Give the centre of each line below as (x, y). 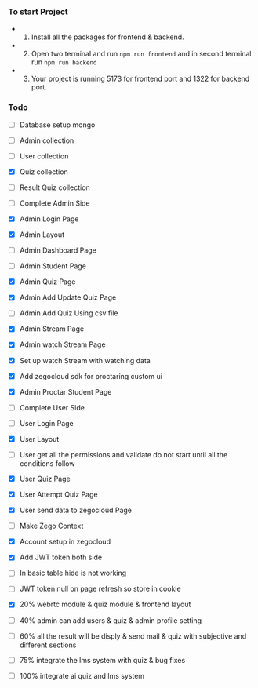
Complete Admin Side (55, 203)
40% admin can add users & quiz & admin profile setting (111, 620)
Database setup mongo (57, 125)
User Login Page (47, 423)
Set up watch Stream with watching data (85, 360)
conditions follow (47, 463)
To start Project (38, 12)
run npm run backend (64, 62)
